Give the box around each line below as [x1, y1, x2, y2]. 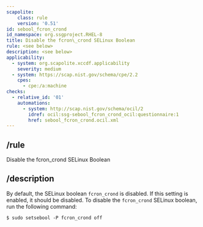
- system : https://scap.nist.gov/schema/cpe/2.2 [12, 72, 138, 78]
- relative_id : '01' [12, 94, 64, 100]
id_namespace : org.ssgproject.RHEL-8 [6, 32, 103, 38]
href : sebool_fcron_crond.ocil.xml [28, 117, 119, 123]
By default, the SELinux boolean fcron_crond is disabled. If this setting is [6, 190, 188, 197]
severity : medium [17, 65, 62, 72]
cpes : [17, 77, 32, 83]
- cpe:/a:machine [22, 83, 67, 89]
